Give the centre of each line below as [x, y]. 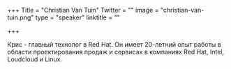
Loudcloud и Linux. [35, 59]
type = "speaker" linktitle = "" [77, 17]
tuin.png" [21, 17]
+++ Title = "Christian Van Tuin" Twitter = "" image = [83, 10]
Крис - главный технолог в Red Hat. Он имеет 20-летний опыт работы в [114, 44]
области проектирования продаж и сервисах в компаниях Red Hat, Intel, [116, 52]
